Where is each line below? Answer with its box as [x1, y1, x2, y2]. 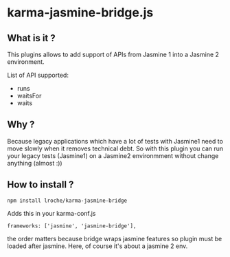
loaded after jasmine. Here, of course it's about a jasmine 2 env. [7, 242, 188, 250]
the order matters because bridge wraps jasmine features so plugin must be [7, 234, 222, 243]
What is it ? [7, 32, 56, 44]
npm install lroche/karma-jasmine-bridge [7, 197, 128, 204]
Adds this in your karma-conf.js [7, 209, 96, 217]
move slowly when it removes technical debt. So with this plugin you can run [7, 144, 224, 153]
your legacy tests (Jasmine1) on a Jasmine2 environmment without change [7, 151, 219, 159]
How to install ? [7, 179, 74, 190]
